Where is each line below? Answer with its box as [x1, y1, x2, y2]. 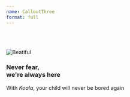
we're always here [6, 71, 61, 79]
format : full [6, 14, 39, 20]
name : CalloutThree [6, 8, 55, 15]
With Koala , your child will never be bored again [6, 84, 125, 91]
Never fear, [6, 63, 40, 71]
